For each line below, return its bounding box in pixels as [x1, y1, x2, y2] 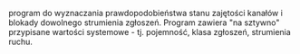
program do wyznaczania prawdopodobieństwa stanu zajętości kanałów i [8, 8, 283, 18]
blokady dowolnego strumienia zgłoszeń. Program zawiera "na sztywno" [8, 17, 280, 28]
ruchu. [8, 36, 34, 47]
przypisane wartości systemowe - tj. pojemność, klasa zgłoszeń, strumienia [8, 27, 291, 37]
